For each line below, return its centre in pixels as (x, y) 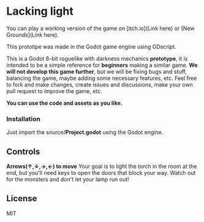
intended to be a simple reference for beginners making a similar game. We (102, 65)
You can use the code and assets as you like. (64, 103)
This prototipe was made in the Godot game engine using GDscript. (91, 47)
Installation (24, 119)
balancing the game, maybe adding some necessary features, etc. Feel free (102, 78)
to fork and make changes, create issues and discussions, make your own (100, 85)
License (22, 198)
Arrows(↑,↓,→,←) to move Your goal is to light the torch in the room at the (102, 166)
